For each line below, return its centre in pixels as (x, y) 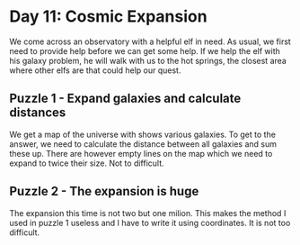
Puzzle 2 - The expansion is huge (104, 191)
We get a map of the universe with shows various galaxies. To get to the (143, 134)
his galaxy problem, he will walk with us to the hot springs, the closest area (148, 60)
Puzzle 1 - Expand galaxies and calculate (125, 99)
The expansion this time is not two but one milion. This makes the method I (148, 213)
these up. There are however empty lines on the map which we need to (141, 153)
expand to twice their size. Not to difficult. (87, 163)
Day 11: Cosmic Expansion (109, 17)
